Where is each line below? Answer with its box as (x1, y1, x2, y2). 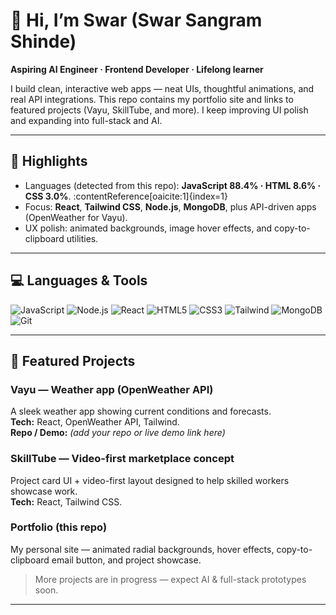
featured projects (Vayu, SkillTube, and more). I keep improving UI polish (10, 104, 309, 116)
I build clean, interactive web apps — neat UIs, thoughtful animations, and (10, 82, 315, 94)
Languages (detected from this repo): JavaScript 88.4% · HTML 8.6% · (24, 179, 322, 191)
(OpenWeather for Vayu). (24, 211, 128, 223)
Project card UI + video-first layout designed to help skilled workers (10, 474, 290, 486)
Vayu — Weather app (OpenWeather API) (10, 382, 214, 396)
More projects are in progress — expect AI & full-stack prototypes (34, 573, 307, 585)
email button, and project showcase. (51, 554, 202, 566)
